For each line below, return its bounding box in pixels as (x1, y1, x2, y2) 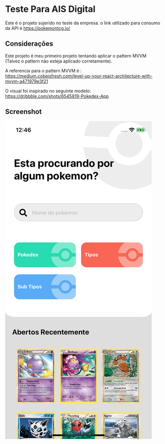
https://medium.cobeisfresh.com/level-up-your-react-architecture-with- (5, 73, 153, 79)
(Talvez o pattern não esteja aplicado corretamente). (5, 58, 112, 64)
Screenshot (5, 108, 42, 116)
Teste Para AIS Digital (5, 3, 96, 15)
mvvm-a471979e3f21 (5, 78, 49, 84)
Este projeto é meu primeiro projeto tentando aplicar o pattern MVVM (5, 53, 147, 59)
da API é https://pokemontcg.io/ (5, 25, 70, 31)
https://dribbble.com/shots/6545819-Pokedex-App (5, 93, 109, 99)
